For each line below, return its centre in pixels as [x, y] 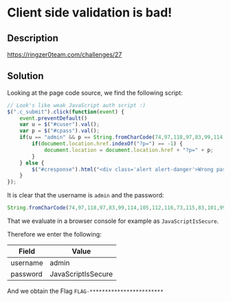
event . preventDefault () [54, 118]
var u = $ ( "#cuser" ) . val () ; [59, 125]
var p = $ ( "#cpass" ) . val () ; [59, 131]
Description [33, 38]
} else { [32, 163]
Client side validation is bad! [90, 13]
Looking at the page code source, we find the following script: [95, 93]
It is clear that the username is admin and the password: [86, 195]
